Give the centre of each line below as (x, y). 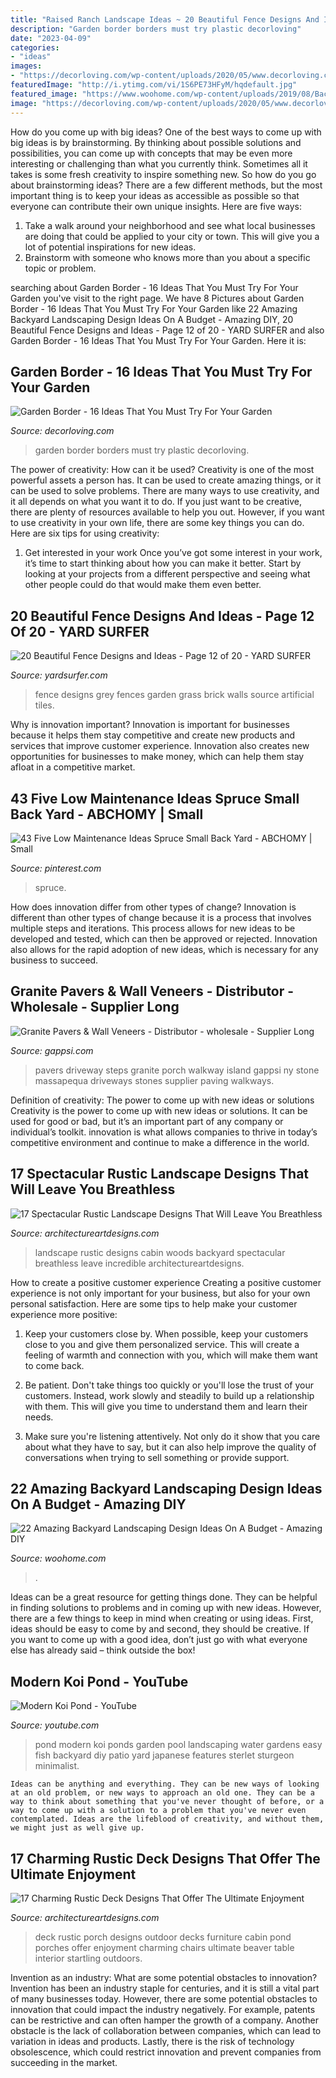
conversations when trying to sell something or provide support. (157, 1457)
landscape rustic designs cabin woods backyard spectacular (160, 1252)
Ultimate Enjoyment (73, 1874)
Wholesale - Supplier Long (95, 1007)
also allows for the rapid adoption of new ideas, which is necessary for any (164, 949)
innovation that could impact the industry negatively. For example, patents (163, 2009)
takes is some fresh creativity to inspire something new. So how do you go (163, 174)
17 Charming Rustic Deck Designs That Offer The (165, 1858)
